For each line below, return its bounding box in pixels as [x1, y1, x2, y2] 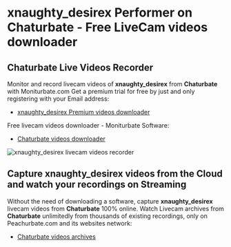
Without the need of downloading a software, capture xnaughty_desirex [7, 197, 213, 205]
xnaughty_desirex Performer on [7, 5, 193, 21]
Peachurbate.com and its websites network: [7, 219, 132, 227]
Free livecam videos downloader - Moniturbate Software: [7, 121, 170, 129]
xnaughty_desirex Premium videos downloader [17, 108, 150, 116]
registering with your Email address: [7, 95, 110, 103]
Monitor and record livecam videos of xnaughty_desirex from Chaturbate [7, 80, 218, 88]
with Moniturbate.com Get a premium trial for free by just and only [7, 88, 195, 95]
